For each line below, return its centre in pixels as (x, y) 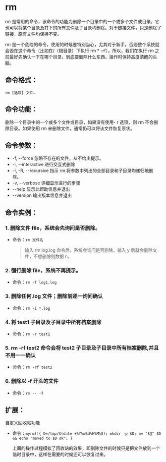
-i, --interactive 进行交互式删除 (44, 165)
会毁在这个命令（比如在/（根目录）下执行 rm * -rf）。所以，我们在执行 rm (80, 51)
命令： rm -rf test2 (32, 367)
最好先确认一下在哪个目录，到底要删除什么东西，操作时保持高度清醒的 (81, 57)
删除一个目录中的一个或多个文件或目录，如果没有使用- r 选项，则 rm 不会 (80, 122)
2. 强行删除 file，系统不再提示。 (43, 270)
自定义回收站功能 (23, 423)
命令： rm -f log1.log (34, 282)
